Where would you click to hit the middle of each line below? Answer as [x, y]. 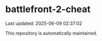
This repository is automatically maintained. [51, 33]
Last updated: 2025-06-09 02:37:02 [44, 23]
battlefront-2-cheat [48, 9]
